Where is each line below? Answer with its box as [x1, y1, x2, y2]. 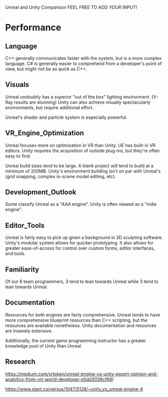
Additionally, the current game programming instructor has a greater [5, 337, 146, 344]
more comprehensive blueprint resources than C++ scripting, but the [5, 317, 148, 323]
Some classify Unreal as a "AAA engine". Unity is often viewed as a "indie [5, 201, 157, 207]
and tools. [5, 251, 26, 257]
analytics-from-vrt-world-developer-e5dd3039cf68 [5, 376, 113, 382]
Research [5, 357, 36, 366]
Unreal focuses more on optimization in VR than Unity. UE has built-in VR [5, 142, 156, 148]
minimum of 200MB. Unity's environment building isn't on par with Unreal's [5, 168, 161, 174]
